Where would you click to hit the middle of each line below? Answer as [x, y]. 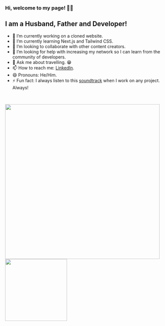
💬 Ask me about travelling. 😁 [42, 62]
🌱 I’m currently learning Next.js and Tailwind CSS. [63, 41]
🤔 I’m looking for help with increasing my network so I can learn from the [86, 52]
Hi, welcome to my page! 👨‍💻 [39, 8]
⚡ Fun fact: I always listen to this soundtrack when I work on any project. [86, 80]
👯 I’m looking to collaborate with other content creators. [69, 46]
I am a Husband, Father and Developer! [66, 24]
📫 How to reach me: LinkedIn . [43, 68]
